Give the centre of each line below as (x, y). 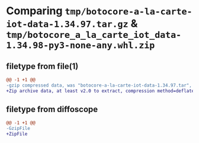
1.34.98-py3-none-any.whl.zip (81, 45)
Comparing (34, 11)
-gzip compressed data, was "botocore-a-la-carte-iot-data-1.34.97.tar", (99, 85)
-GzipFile (18, 129)
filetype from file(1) (42, 66)
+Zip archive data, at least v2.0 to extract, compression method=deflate (100, 91)
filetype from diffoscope (52, 109)
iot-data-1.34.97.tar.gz (67, 25)
